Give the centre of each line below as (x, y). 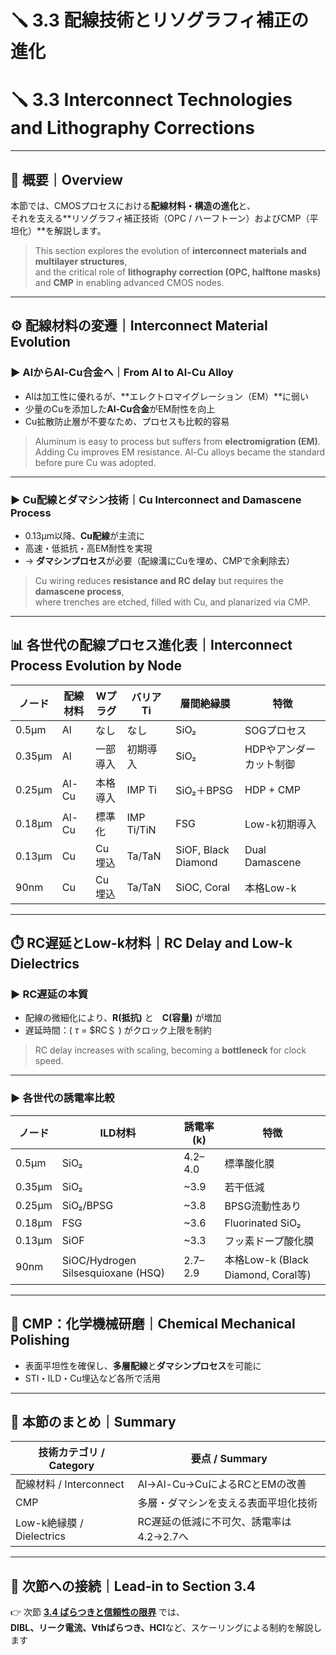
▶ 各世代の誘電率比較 (62, 1098)
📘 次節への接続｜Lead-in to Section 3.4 (133, 1586)
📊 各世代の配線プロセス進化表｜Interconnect (151, 645)
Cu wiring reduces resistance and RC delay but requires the (159, 580)
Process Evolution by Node (96, 666)
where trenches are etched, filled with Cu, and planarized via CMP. (172, 602)
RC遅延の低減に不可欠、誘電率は (214, 1522)
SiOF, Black (202, 849)
